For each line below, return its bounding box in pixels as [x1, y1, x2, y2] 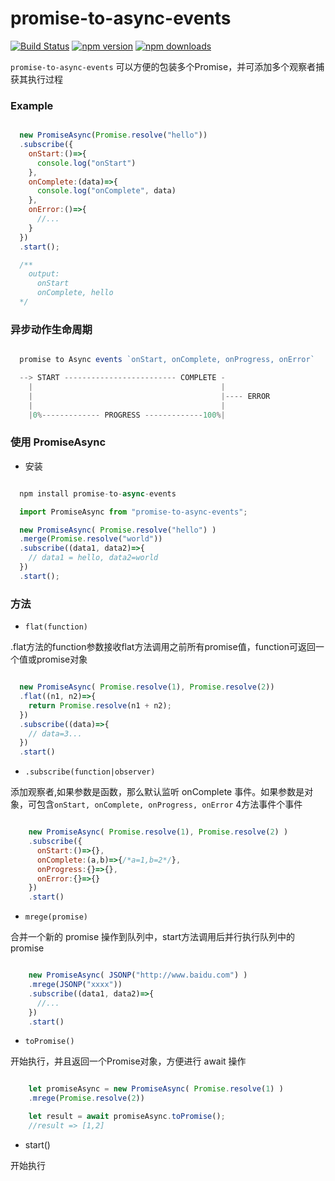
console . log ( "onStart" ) [36, 158, 137, 168]
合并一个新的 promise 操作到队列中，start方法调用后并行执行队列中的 [10, 931, 296, 943]
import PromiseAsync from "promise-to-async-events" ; [19, 507, 248, 517]
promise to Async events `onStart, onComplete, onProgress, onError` [19, 355, 315, 365]
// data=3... [28, 728, 83, 739]
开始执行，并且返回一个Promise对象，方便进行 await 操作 [10, 1055, 247, 1067]
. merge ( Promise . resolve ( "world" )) [19, 534, 163, 544]
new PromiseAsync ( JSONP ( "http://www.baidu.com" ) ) [28, 970, 248, 981]
